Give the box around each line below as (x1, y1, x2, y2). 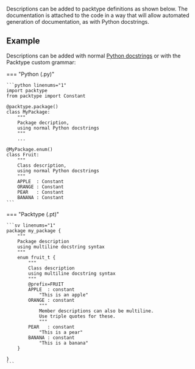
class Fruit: (6, 152, 40, 158)
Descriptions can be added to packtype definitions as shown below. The (6, 5, 188, 12)
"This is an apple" (38, 291, 88, 298)
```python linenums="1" (6, 82, 67, 88)
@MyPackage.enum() (6, 146, 53, 152)
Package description (17, 238, 69, 244)
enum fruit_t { (17, 254, 56, 260)
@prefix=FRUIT (28, 281, 64, 287)
